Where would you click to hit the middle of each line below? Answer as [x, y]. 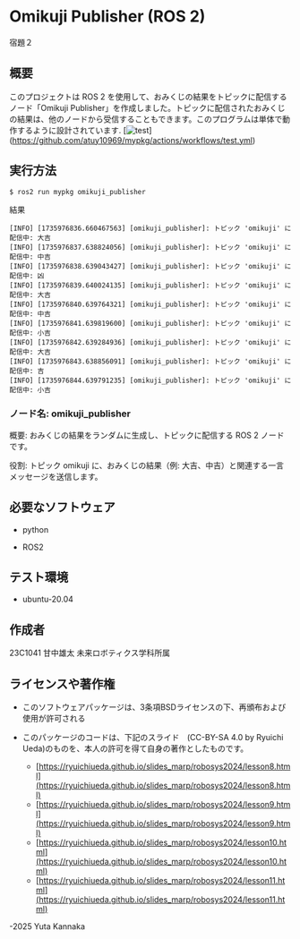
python [35, 529]
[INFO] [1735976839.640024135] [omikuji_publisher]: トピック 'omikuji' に [150, 285]
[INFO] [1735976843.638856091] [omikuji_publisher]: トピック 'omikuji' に [150, 361]
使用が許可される [54, 719]
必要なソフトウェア [62, 508]
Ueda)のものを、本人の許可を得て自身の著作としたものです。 [135, 748]
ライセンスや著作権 [62, 683]
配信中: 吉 [27, 371]
